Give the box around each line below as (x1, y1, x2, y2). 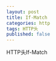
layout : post (6, 8, 40, 15)
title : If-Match (6, 14, 47, 21)
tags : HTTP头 (6, 25, 38, 32)
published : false (6, 31, 51, 37)
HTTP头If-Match (6, 49, 47, 56)
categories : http (6, 20, 51, 26)
